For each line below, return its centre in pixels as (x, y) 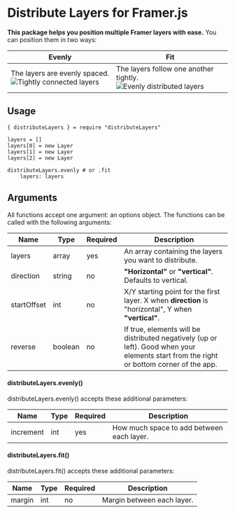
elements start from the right (171, 355)
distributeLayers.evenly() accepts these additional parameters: (98, 398)
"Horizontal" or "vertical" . (169, 271)
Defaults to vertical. (156, 280)
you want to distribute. (161, 260)
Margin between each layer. (148, 500)
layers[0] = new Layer (40, 146)
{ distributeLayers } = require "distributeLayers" (84, 127)
